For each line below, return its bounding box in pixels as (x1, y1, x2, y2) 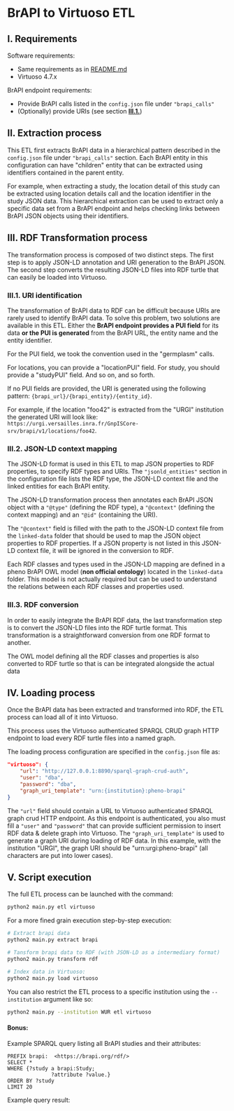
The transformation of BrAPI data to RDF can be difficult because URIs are (7, 306, 221, 315)
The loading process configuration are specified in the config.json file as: (7, 748, 221, 756)
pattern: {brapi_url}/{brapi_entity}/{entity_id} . (7, 391, 152, 400)
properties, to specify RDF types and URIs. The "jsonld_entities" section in (7, 468, 228, 476)
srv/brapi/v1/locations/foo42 (7, 428, 96, 435)
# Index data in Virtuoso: (7, 968, 86, 975)
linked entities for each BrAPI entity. (7, 482, 110, 491)
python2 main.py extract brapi (7, 936, 98, 943)
